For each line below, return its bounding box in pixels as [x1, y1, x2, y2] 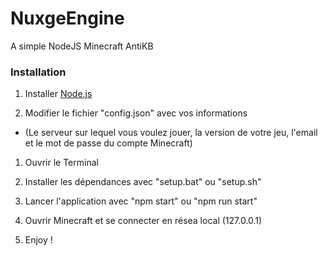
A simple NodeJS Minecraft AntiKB [10, 40, 154, 52]
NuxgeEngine [10, 7, 125, 30]
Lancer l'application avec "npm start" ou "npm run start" [24, 195, 258, 207]
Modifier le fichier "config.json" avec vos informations [24, 107, 248, 119]
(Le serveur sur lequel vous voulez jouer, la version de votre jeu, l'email [24, 127, 318, 139]
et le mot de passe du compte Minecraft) [24, 137, 193, 149]
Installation [10, 65, 67, 79]
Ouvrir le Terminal [24, 157, 99, 169]
